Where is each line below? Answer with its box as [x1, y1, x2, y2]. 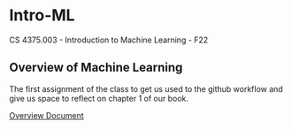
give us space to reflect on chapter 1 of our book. [9, 93, 188, 103]
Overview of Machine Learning [9, 60, 183, 75]
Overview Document [9, 110, 84, 120]
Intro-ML [9, 5, 75, 26]
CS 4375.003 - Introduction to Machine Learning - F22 [9, 34, 209, 45]
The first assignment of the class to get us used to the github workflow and [9, 83, 283, 94]
